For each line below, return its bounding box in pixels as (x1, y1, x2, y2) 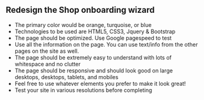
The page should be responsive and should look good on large (14, 67, 173, 74)
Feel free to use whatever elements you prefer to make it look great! (14, 80, 186, 87)
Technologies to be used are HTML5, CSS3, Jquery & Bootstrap (14, 28, 176, 35)
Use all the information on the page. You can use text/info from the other (14, 40, 198, 48)
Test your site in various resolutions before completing (14, 86, 153, 94)
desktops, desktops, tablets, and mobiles (14, 73, 119, 80)
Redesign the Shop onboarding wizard (6, 5, 155, 15)
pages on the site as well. (14, 47, 79, 55)
